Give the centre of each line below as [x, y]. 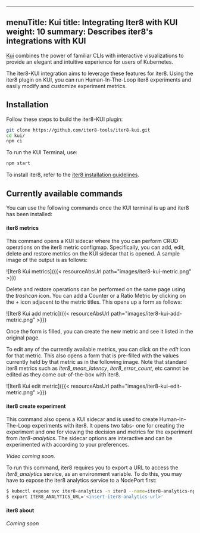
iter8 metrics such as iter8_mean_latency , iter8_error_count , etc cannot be [98, 368]
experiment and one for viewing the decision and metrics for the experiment [99, 432]
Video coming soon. [31, 456]
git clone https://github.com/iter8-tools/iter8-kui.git [78, 130]
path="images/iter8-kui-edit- [146, 386]
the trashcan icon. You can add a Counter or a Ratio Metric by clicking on [96, 296]
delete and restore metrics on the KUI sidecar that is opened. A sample [93, 254]
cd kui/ [16, 135]
